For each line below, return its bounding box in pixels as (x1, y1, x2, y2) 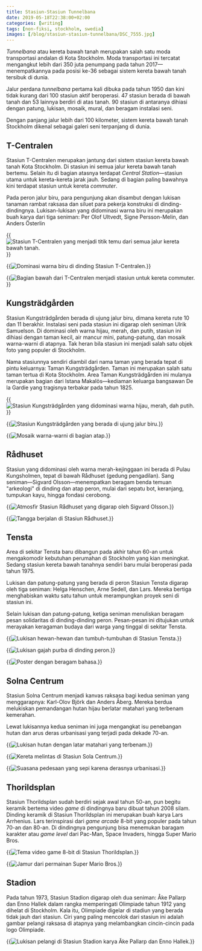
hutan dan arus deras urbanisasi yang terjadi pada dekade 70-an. (6, 729, 169, 737)
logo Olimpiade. (6, 926, 46, 933)
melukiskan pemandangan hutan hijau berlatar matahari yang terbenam (6, 705, 184, 712)
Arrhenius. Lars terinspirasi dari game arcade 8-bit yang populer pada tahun (6, 818, 197, 824)
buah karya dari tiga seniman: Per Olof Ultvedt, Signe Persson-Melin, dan (6, 213, 189, 220)
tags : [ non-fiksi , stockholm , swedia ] (6, 25, 104, 32)
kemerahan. (6, 711, 36, 719)
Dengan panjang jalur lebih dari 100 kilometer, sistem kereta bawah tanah (6, 116, 188, 124)
